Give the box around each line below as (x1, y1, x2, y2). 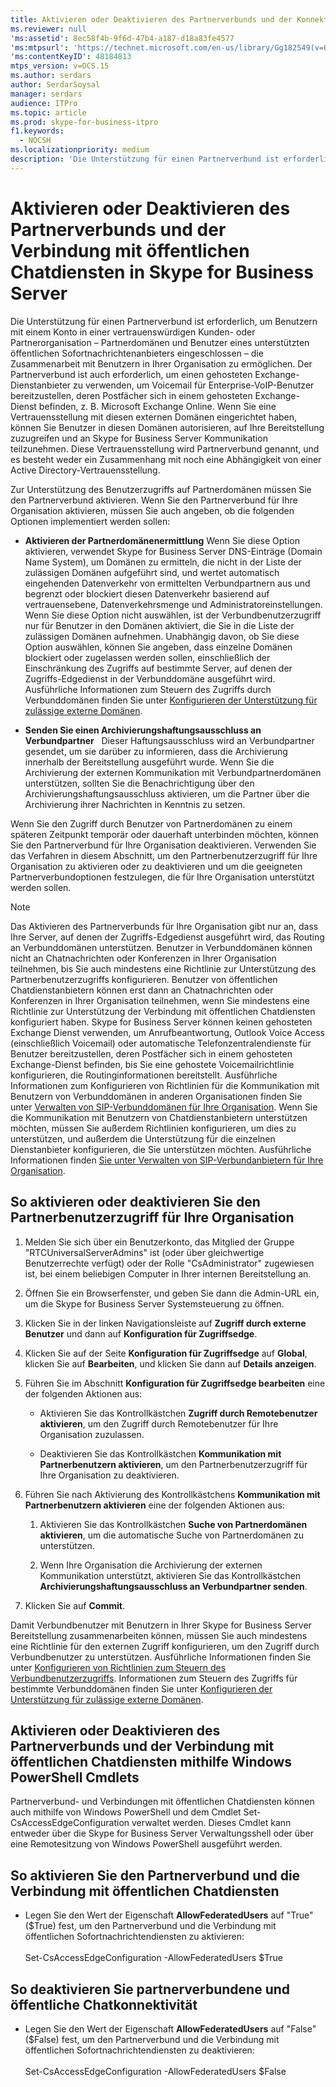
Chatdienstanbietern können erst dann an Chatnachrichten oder (10, 984, 274, 996)
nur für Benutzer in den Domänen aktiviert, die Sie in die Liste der (24, 619, 295, 631)
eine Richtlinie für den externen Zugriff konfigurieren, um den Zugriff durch (10, 1640, 320, 1652)
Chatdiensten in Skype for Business (10, 261, 314, 283)
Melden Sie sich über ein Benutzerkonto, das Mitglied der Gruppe (24, 1236, 295, 1248)
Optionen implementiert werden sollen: (10, 515, 171, 527)
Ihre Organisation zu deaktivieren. (39, 1469, 180, 1481)
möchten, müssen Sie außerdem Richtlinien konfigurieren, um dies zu (10, 1122, 297, 1134)
